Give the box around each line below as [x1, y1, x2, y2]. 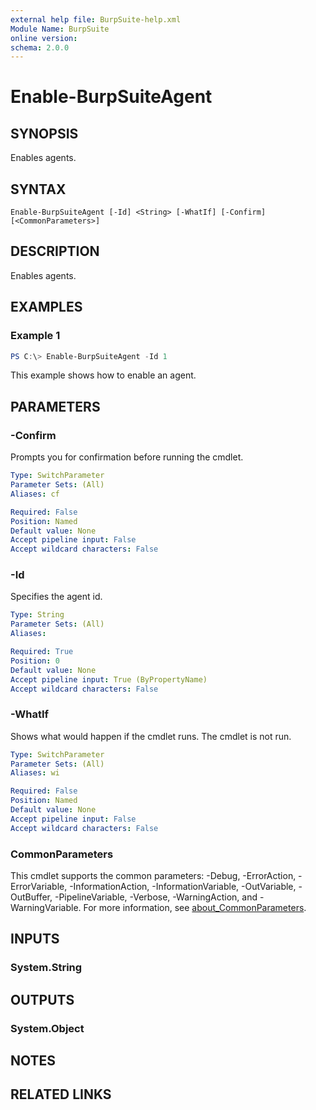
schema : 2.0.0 [10, 42, 70, 53]
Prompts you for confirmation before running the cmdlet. [10, 451, 244, 463]
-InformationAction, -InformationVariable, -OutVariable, [69, 881, 297, 893]
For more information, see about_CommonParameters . [83, 902, 307, 914]
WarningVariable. [10, 902, 82, 914]
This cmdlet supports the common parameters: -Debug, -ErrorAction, [10, 870, 297, 882]
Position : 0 [10, 656, 60, 666]
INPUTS [10, 931, 60, 948]
